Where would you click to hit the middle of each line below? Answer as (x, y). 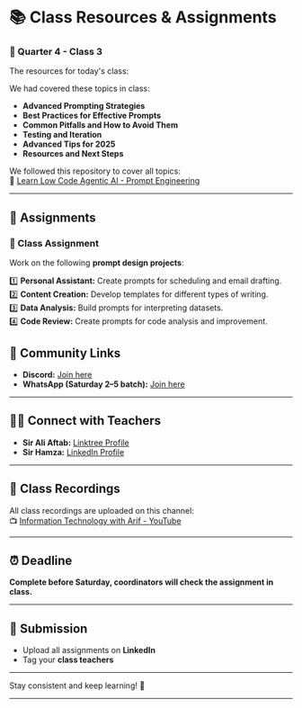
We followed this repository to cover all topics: (95, 171)
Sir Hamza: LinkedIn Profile (73, 452)
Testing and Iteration (62, 135)
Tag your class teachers (68, 660)
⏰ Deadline (41, 560)
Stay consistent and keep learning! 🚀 (77, 686)
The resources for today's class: (69, 71)
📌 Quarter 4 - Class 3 (56, 52)
